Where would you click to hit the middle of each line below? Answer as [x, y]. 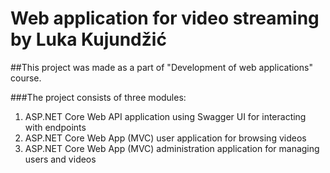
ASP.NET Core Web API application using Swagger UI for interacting [165, 116]
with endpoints [55, 127]
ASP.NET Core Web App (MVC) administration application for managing [172, 148]
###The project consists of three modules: [98, 97]
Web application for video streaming [165, 18]
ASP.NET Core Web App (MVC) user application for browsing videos [165, 138]
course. [26, 78]
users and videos [60, 159]
